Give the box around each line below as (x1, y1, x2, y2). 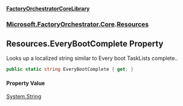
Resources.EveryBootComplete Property (6, 38, 164, 48)
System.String (6, 93, 42, 100)
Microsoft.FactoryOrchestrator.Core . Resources (6, 20, 149, 28)
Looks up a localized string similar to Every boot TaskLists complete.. (6, 55, 178, 62)
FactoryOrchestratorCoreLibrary (6, 5, 90, 12)
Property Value (6, 79, 45, 87)
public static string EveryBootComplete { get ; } (6, 67, 134, 73)
